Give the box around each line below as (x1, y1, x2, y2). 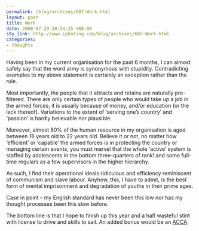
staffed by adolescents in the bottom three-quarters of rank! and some (6, 151, 180, 159)
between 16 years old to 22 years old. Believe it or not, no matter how (6, 132, 177, 139)
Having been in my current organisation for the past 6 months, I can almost (6, 58, 191, 66)
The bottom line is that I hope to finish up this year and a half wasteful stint (6, 212, 190, 219)
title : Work (6, 20, 36, 26)
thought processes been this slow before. (6, 200, 109, 207)
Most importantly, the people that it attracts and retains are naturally (6, 89, 174, 96)
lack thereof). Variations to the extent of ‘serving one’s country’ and (6, 108, 172, 115)
